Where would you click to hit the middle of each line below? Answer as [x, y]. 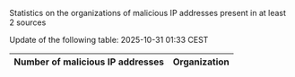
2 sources [28, 22]
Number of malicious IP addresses [89, 62]
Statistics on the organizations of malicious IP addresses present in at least [148, 13]
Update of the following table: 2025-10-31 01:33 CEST [109, 40]
